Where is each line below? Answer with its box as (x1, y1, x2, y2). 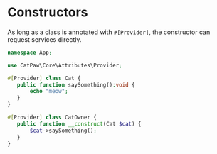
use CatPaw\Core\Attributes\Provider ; (7, 62, 122, 69)
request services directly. (7, 35, 82, 43)
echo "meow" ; (29, 88, 69, 95)
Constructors (7, 4, 88, 21)
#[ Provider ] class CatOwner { (7, 114, 97, 121)
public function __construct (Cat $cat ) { (16, 120, 142, 128)
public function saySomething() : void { (16, 81, 135, 89)
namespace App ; (7, 49, 53, 56)
